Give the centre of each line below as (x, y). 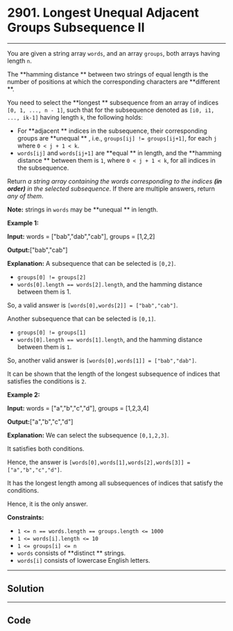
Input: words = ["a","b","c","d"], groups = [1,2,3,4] (78, 408)
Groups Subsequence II (76, 27)
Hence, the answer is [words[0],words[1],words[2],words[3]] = (99, 462)
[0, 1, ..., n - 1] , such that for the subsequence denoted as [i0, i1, (111, 110)
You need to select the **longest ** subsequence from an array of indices (113, 102)
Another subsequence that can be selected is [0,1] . (81, 319)
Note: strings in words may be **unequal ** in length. (83, 209)
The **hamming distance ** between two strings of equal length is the (108, 74)
